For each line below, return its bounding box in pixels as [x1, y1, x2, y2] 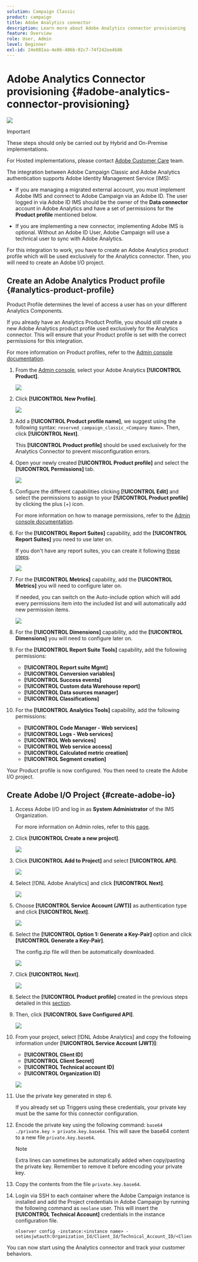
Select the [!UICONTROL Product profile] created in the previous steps [15, 993, 188, 1001]
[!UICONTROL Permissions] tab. [15, 465, 95, 472]
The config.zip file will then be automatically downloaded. [15, 949, 155, 956]
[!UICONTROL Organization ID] [24, 1070, 100, 1077]
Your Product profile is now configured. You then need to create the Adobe [6, 767, 188, 774]
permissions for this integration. [6, 337, 84, 345]
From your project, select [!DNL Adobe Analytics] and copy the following [15, 1034, 192, 1041]
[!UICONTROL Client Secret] [24, 1058, 95, 1065]
